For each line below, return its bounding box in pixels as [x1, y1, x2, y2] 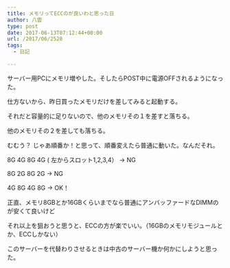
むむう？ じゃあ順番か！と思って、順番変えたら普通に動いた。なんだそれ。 [7, 141, 219, 149]
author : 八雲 [7, 16, 43, 23]
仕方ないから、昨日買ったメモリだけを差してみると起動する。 [7, 97, 182, 105]
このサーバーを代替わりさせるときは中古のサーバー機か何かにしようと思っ [7, 245, 218, 253]
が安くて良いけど [7, 207, 56, 215]
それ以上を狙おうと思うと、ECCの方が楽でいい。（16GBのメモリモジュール [7, 221, 218, 230]
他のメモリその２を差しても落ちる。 [7, 126, 109, 135]
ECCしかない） [19, 230, 62, 238]
